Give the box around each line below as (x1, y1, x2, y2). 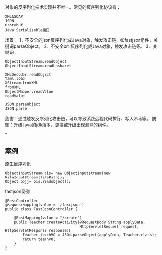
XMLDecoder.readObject (5, 72, 51, 77)
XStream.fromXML (5, 80, 38, 85)
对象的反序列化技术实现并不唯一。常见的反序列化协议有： (5, 4, 121, 10)
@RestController (5, 198, 38, 203)
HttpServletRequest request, (79, 224, 139, 229)
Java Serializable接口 (5, 28, 50, 33)
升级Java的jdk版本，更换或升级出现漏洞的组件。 (13, 122, 111, 127)
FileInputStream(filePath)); (5, 175, 65, 180)
